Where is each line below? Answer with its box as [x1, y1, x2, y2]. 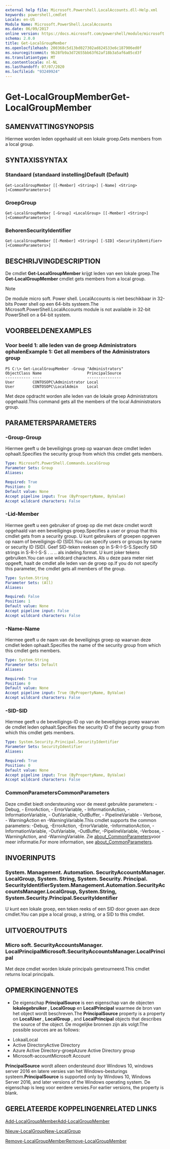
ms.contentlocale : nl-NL [5, 60, 58, 65]
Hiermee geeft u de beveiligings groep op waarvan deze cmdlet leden [5, 445, 151, 452]
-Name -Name [5, 625, 40, 632]
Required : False [5, 594, 40, 600]
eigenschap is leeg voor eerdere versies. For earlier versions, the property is [5, 1084, 164, 1090]
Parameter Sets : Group [5, 465, 53, 471]
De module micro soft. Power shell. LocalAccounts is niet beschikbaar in [5, 295, 156, 302]
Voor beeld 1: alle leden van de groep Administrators [5, 342, 137, 349]
